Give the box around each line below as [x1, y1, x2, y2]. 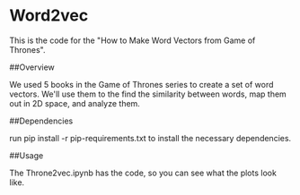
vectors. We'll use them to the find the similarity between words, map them [9, 89, 287, 99]
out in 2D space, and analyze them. [9, 97, 141, 108]
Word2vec [9, 5, 89, 26]
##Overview [9, 62, 56, 72]
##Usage [9, 149, 44, 161]
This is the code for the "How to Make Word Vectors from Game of [9, 35, 256, 46]
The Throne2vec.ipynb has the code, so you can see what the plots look [9, 167, 277, 178]
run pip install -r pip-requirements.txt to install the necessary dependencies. [9, 132, 292, 143]
